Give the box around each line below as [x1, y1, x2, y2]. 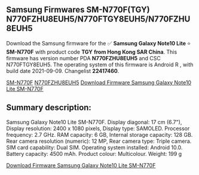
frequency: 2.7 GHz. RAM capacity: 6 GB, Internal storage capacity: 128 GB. [6, 131, 193, 138]
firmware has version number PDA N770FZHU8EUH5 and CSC [6, 54, 161, 62]
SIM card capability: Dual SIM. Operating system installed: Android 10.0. [6, 143, 183, 151]
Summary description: [6, 103, 91, 113]
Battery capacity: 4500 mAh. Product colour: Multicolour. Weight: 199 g [6, 150, 182, 157]
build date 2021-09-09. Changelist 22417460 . [6, 67, 120, 74]
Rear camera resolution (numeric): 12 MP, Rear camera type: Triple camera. [6, 137, 192, 145]
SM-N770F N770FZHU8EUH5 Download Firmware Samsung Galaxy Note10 [6, 79, 192, 86]
